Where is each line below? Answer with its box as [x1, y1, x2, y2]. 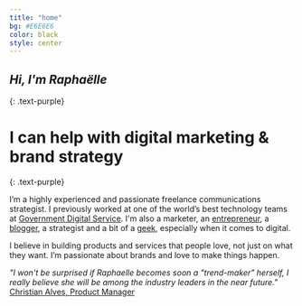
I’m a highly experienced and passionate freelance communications [9, 194, 261, 204]
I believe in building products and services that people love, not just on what [9, 240, 294, 251]
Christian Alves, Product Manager [9, 286, 136, 297]
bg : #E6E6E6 [9, 22, 54, 31]
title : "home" [9, 13, 63, 23]
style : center [9, 38, 63, 48]
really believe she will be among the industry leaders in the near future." [9, 277, 278, 287]
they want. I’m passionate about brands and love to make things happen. [9, 250, 280, 260]
